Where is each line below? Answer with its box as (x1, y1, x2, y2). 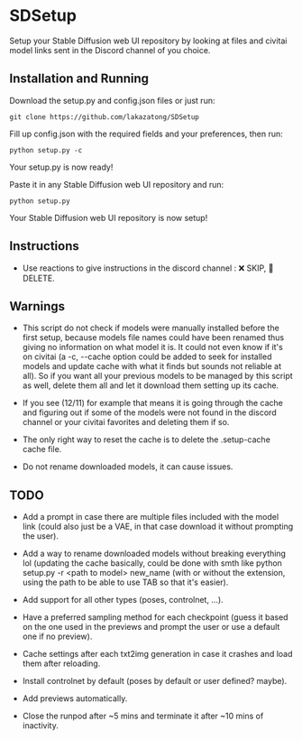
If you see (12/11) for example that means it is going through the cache (22, 398, 284, 409)
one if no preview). (22, 631, 93, 642)
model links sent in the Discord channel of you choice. (9, 44, 211, 55)
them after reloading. (22, 658, 101, 669)
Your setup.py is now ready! (9, 162, 114, 172)
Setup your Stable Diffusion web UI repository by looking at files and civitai (9, 35, 288, 46)
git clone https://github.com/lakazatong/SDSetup (9, 112, 200, 122)
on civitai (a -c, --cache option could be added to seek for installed (22, 351, 272, 362)
